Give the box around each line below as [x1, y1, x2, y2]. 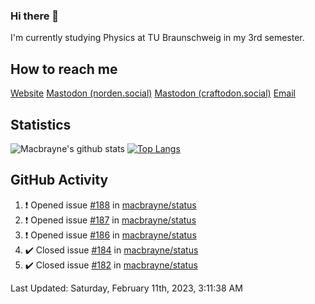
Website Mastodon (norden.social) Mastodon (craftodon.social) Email [10, 87, 296, 99]
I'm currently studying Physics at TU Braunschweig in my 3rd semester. [10, 32, 305, 44]
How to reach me [10, 60, 118, 78]
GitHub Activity [10, 172, 109, 189]
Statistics [10, 116, 72, 133]
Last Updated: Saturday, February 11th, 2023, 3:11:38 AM [10, 282, 243, 294]
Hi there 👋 [10, 9, 60, 23]
